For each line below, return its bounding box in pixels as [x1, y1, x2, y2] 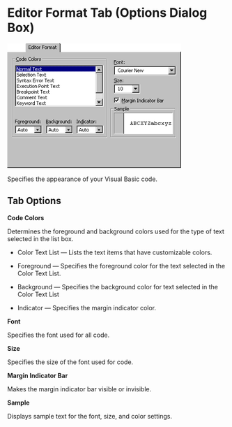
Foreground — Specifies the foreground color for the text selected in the [17, 261, 225, 270]
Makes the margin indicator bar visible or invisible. [7, 384, 152, 393]
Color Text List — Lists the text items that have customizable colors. [17, 248, 212, 256]
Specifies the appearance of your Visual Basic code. [7, 175, 158, 183]
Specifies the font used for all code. [7, 331, 110, 339]
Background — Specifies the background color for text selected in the [17, 282, 218, 291]
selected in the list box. [7, 234, 74, 243]
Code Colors [7, 213, 45, 222]
